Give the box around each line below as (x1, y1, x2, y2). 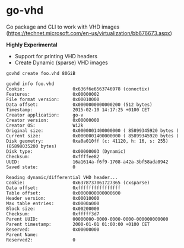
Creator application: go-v (6, 112, 84, 118)
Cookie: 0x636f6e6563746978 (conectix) (6, 86, 150, 92)
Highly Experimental (6, 41, 58, 48)
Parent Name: (6, 231, 39, 238)
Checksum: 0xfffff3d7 (6, 211, 100, 217)
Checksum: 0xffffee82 (6, 153, 100, 159)
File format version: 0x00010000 (6, 96, 100, 102)
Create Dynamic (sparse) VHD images (14, 59, 108, 66)
